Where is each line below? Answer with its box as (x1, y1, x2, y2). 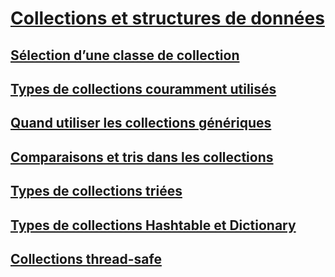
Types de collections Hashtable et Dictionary (10, 217, 297, 234)
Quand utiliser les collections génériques (10, 115, 272, 132)
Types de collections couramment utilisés (10, 80, 277, 97)
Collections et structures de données (10, 7, 325, 30)
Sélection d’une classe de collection (10, 47, 240, 64)
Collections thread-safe (10, 250, 162, 267)
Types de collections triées (10, 183, 183, 200)
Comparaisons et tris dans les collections (10, 148, 274, 166)
